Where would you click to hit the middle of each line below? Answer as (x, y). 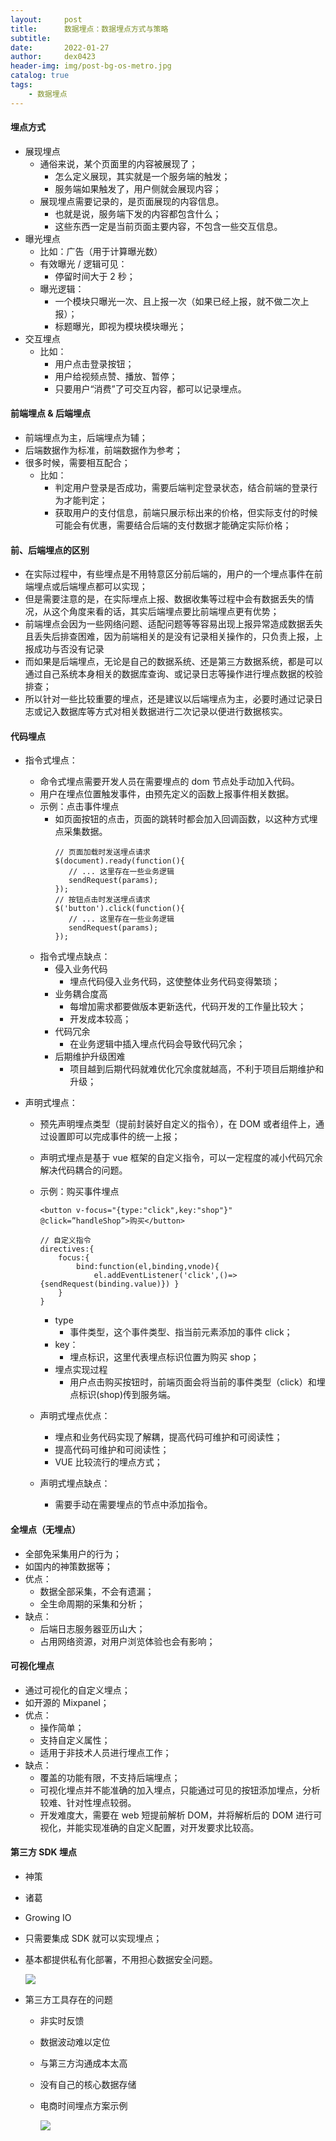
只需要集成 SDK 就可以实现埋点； (93, 1938)
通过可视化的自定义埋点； (77, 1690)
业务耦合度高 (81, 994)
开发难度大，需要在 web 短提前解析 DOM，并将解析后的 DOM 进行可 (181, 1815)
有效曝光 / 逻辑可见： (83, 263)
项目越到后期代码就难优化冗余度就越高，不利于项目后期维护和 (197, 1069)
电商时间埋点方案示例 (83, 2106)
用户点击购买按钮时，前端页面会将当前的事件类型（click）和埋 (197, 1382)
